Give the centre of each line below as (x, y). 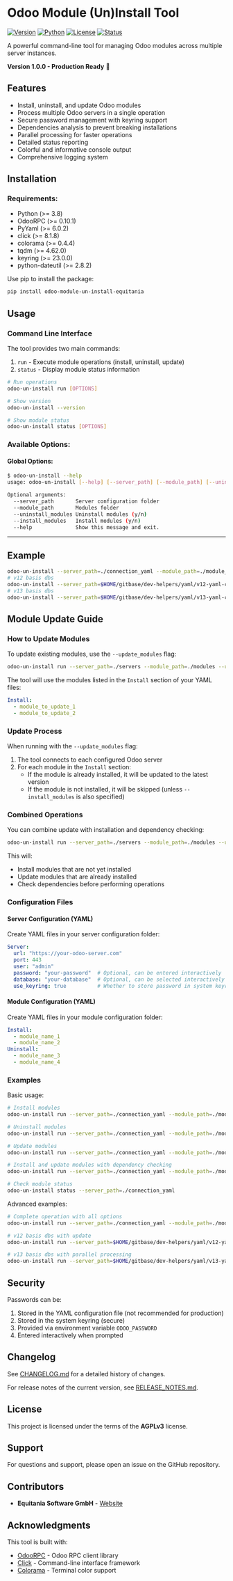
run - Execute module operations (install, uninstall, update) (101, 362)
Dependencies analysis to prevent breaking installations (97, 127)
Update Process (35, 731)
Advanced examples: (37, 1204)
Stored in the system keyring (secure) (71, 1321)
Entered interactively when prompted (70, 1335)
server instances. (32, 53)
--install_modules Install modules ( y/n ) (77, 521)
